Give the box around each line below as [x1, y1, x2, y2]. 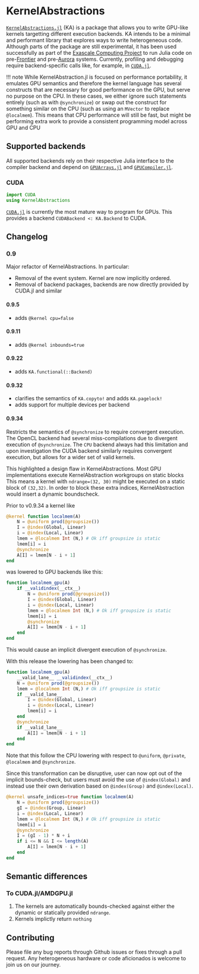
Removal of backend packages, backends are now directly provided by [14, 281, 189, 288]
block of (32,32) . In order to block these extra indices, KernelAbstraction [6, 484, 185, 491]
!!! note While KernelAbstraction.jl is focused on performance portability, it [6, 73, 188, 80]
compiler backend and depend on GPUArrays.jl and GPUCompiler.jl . [6, 163, 173, 170]
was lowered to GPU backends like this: [6, 568, 103, 575]
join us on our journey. [6, 961, 61, 969]
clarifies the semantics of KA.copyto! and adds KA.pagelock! [14, 395, 163, 402]
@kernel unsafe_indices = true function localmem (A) [6, 794, 134, 800]
